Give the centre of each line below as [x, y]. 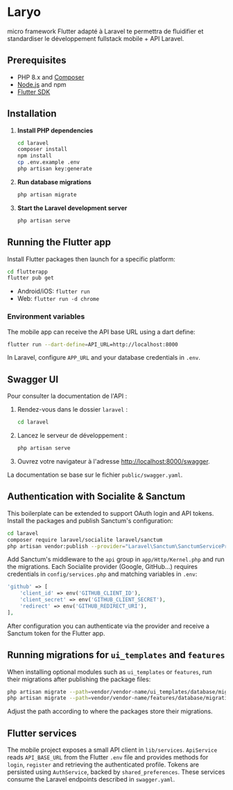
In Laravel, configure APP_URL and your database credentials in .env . [104, 358]
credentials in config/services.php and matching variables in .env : [102, 574]
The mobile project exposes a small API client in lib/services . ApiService [112, 750]
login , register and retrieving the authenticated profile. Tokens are [103, 765]
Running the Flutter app [59, 242]
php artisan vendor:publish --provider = [67, 546]
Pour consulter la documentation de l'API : [67, 396]
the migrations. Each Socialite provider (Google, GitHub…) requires [102, 567]
